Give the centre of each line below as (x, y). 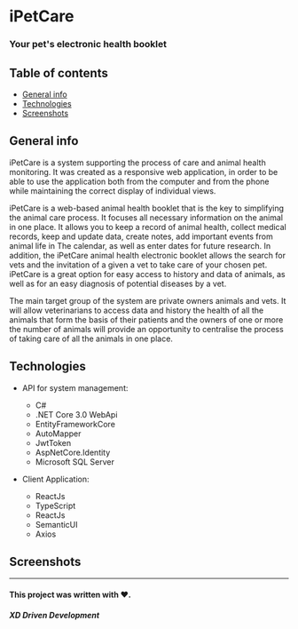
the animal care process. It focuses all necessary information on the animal (146, 217)
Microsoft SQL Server (75, 462)
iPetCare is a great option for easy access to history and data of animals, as (147, 274)
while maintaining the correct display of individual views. (113, 191)
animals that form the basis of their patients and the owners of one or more (146, 319)
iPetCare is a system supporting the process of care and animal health (137, 163)
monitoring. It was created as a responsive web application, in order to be (144, 171)
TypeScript (55, 506)
